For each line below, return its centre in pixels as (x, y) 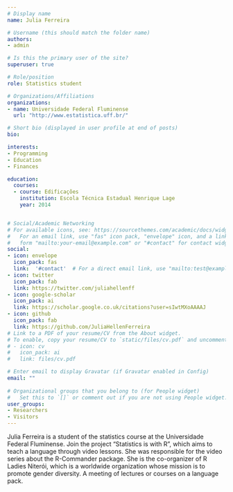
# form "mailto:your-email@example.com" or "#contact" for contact (110, 243)
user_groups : (26, 404)
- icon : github (29, 314)
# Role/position (31, 77)
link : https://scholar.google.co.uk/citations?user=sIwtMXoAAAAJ (110, 307)
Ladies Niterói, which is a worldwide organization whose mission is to (106, 466)
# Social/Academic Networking (51, 223)
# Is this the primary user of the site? (68, 58)
